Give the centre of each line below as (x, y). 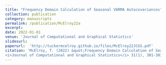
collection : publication (31, 14)
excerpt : (14, 28)
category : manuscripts (28, 19)
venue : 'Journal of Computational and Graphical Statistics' (69, 37)
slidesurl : (16, 42)
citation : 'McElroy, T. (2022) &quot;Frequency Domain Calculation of (79, 50)
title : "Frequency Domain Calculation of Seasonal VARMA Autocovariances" (84, 10)
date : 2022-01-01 (23, 32)
